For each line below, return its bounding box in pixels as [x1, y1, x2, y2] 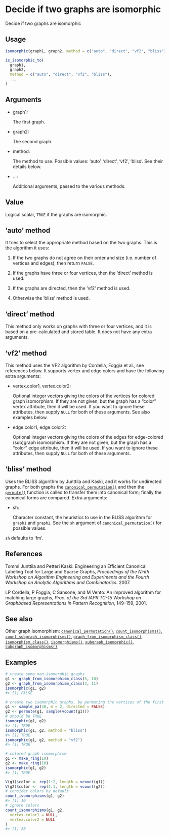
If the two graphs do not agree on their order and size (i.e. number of [12, 255, 157, 261]
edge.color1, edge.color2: [12, 424, 66, 430]
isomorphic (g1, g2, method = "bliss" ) [5, 728, 87, 733]
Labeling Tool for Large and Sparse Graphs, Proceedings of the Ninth [5, 568, 149, 574]
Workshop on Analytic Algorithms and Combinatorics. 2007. [5, 579, 131, 585]
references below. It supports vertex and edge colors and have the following [5, 367, 164, 374]
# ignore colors [5, 803, 39, 808]
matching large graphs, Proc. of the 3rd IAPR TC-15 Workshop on [5, 594, 142, 600]
